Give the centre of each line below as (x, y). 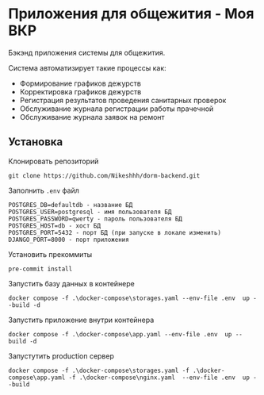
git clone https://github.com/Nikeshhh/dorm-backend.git (104, 175)
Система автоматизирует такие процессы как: (87, 67)
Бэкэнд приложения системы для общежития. (87, 52)
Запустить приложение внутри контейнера (81, 320)
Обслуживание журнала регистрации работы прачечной (117, 109)
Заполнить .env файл (44, 190)
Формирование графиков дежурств (80, 83)
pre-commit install (40, 269)
